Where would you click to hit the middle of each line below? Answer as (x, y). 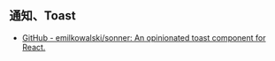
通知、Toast (43, 16)
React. (34, 47)
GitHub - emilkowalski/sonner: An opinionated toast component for (144, 37)
